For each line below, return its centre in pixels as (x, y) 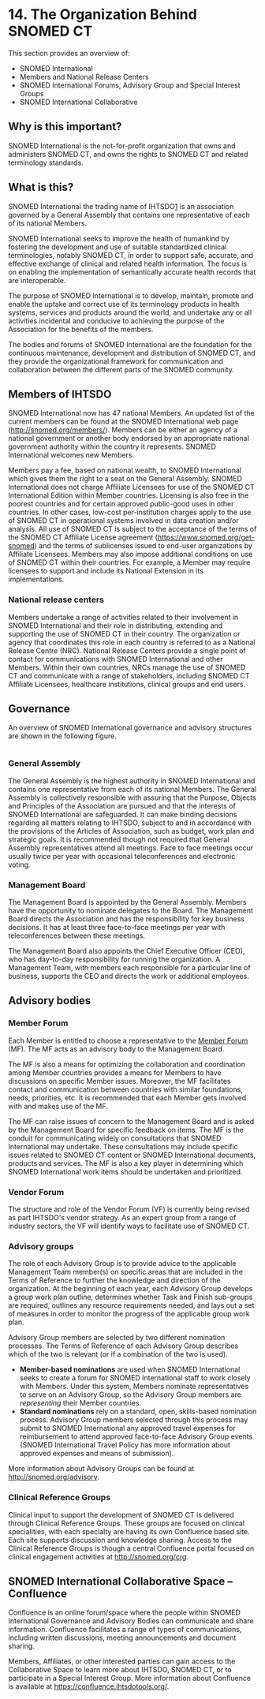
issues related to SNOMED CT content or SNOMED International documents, (132, 1155)
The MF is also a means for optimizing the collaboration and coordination (127, 1064)
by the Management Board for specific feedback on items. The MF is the (126, 1130)
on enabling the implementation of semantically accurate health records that (132, 272)
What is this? (41, 187)
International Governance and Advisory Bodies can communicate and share (131, 1621)
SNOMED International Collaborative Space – (120, 1582)
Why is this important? (65, 127)
